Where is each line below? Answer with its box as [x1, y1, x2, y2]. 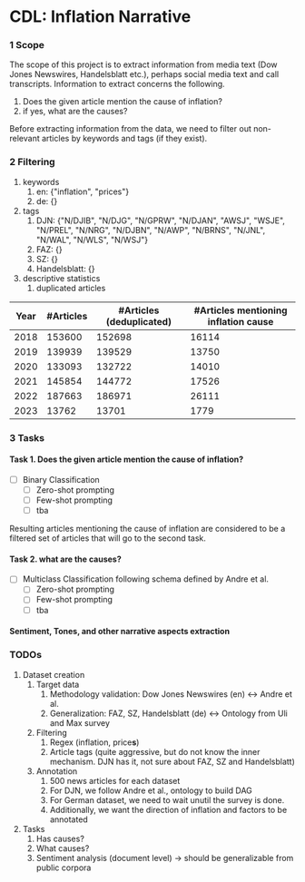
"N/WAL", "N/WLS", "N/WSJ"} [35, 234, 148, 245]
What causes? [35, 842, 90, 854]
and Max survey [49, 717, 111, 728]
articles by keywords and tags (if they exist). [41, 133, 208, 144]
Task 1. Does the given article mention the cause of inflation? [9, 454, 244, 465]
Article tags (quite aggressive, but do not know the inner [49, 746, 261, 757]
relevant [9, 133, 40, 144]
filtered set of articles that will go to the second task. [9, 533, 207, 544]
